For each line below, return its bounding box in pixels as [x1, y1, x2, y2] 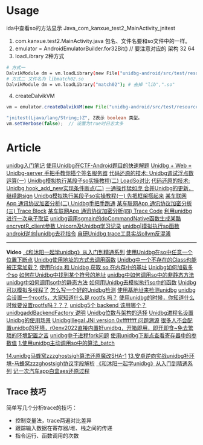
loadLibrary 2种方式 [14, 52, 65, 59]
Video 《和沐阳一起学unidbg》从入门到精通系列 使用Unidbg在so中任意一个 [6, 249, 193, 255]
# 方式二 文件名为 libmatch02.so [6, 76, 84, 82]
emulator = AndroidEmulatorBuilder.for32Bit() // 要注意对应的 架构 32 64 [14, 45, 195, 52]
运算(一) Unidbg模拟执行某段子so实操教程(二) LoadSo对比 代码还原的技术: [6, 177, 190, 184]
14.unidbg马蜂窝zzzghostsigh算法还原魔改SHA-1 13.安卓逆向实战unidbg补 [6, 352, 190, 359]
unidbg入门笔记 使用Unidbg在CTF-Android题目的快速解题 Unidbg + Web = [6, 162, 192, 169]
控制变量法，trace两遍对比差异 [14, 417, 92, 424]
